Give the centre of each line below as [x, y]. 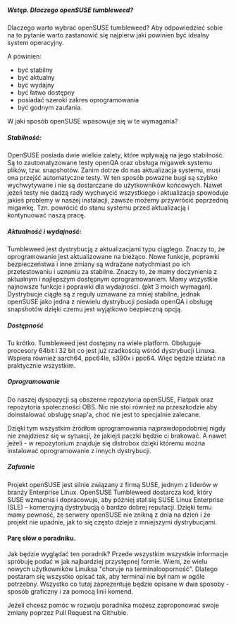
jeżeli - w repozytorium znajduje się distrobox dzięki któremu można [106, 443]
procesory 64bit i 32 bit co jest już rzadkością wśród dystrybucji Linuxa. [112, 350]
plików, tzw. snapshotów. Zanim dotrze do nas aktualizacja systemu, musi [114, 170]
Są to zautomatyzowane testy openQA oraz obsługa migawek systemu [110, 162]
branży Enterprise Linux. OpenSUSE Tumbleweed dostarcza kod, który [110, 492]
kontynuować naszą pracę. [46, 215]
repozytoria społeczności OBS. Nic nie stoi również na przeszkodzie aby [112, 407]
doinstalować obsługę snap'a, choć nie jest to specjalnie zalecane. [104, 414]
